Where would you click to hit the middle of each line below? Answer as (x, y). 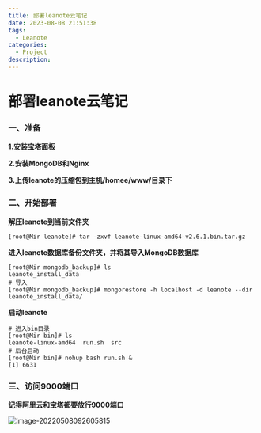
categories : (28, 45)
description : (30, 60)
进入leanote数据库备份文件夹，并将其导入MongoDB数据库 (104, 252)
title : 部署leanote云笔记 (48, 15)
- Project (31, 52)
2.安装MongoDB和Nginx (49, 164)
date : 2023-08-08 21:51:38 (53, 23)
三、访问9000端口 (43, 386)
